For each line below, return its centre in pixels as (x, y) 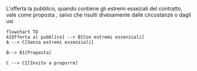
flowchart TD (22, 32)
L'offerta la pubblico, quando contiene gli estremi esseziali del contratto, (94, 9)
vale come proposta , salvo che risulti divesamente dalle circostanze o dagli (99, 15)
